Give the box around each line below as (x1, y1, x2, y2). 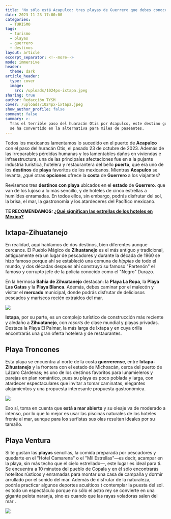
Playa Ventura (5, 436, 51, 445)
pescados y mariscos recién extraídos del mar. (5, 295, 103, 301)
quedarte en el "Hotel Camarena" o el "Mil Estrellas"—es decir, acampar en (5, 455, 163, 461)
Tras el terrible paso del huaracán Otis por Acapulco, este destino (10, 121, 160, 126)
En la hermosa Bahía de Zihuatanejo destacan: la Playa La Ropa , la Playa (5, 278, 159, 285)
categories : (5, 17, 31, 22)
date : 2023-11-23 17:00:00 (5, 12, 63, 17)
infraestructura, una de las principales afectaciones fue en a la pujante (5, 156, 154, 162)
